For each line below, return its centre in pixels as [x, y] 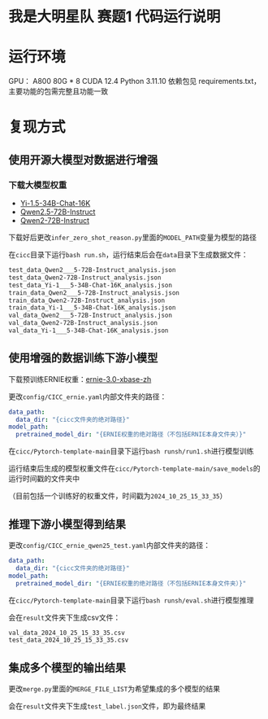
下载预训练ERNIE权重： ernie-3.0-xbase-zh [80, 379]
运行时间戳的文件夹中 [44, 479]
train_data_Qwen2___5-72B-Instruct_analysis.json [94, 293]
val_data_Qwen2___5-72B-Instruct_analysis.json [91, 316]
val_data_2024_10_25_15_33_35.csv [67, 633]
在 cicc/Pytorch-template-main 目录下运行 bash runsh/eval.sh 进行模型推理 [131, 600]
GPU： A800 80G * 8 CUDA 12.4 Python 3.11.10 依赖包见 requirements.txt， [135, 81]
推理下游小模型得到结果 [67, 524]
